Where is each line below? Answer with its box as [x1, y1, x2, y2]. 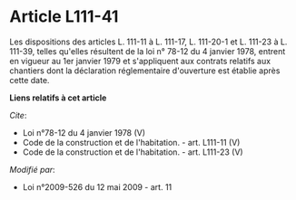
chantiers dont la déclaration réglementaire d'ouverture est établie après [9, 65, 281, 76]
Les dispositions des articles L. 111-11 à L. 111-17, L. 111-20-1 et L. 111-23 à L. [9, 36, 288, 47]
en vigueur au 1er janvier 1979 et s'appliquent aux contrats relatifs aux [9, 55, 271, 66]
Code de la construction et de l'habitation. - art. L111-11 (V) [22, 137, 241, 148]
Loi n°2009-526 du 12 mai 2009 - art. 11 [22, 181, 173, 192]
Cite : [9, 110, 27, 120]
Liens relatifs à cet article [9, 92, 107, 103]
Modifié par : [9, 164, 56, 175]
